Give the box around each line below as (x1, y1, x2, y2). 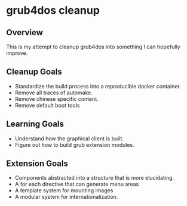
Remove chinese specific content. (14, 95, 99, 102)
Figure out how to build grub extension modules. (14, 141, 134, 148)
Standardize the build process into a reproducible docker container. (14, 82, 181, 90)
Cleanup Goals (6, 67, 62, 77)
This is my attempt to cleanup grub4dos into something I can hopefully (6, 43, 180, 50)
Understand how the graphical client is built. (14, 135, 124, 142)
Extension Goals (6, 159, 69, 169)
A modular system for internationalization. (14, 193, 118, 201)
